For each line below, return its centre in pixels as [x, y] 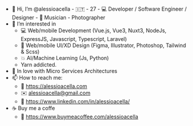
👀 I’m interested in [34, 24]
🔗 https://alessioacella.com [54, 86]
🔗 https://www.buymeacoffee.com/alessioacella [79, 116]
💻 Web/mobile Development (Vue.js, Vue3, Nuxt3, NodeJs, [94, 30]
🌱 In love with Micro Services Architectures [64, 71]
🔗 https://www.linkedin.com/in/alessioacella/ [75, 101]
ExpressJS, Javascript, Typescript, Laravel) [74, 39]
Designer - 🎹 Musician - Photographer [58, 18]
